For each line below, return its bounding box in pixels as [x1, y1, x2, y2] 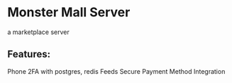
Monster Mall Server [7, 4, 131, 21]
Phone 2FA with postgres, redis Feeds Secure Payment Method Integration [7, 67, 226, 75]
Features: [7, 48, 51, 60]
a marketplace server [7, 28, 70, 36]
